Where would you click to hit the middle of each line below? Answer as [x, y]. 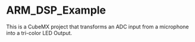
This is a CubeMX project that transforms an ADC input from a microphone [97, 27]
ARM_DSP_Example [56, 10]
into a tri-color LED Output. [39, 33]
